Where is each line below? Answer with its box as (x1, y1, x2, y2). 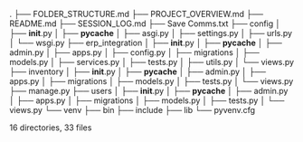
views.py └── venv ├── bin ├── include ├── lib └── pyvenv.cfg (9, 105, 256, 115)
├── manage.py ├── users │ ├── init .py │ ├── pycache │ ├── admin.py (9, 86, 289, 96)
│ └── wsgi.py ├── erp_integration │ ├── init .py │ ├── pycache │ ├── (9, 37, 282, 48)
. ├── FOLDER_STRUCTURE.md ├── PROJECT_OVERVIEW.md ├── (9, 9, 264, 19)
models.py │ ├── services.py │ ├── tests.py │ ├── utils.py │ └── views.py (9, 57, 295, 67)
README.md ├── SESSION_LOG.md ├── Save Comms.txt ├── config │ (9, 18, 281, 29)
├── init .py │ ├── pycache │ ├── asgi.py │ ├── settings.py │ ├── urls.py (9, 28, 292, 38)
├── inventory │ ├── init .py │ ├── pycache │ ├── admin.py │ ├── (9, 66, 267, 77)
